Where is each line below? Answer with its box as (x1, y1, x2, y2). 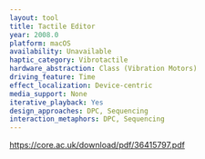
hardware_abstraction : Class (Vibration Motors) (9, 65, 198, 74)
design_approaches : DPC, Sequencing (9, 106, 149, 115)
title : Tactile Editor (9, 22, 96, 31)
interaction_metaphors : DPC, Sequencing (9, 114, 166, 124)
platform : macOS (9, 38, 71, 48)
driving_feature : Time (9, 73, 96, 82)
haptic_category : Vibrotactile (9, 55, 128, 65)
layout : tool (9, 13, 59, 23)
